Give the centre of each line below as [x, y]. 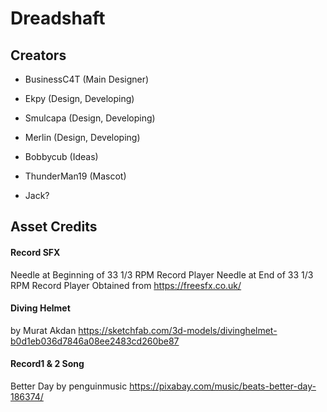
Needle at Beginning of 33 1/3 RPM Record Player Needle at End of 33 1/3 [162, 274]
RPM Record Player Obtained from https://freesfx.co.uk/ [126, 285]
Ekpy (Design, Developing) [79, 98]
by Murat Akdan [43, 330]
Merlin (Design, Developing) [82, 137]
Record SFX [35, 252]
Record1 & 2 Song [47, 364]
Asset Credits [54, 227]
